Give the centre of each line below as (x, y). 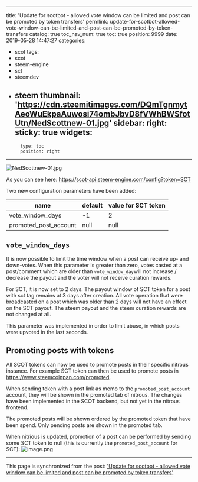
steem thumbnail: (48, 96)
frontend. (17, 407)
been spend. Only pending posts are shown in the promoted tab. (85, 425)
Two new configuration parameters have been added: (71, 190)
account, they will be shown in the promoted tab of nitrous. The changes (94, 395)
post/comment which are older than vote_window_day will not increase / (91, 271)
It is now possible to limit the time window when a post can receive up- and (98, 258)
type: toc (32, 146)
